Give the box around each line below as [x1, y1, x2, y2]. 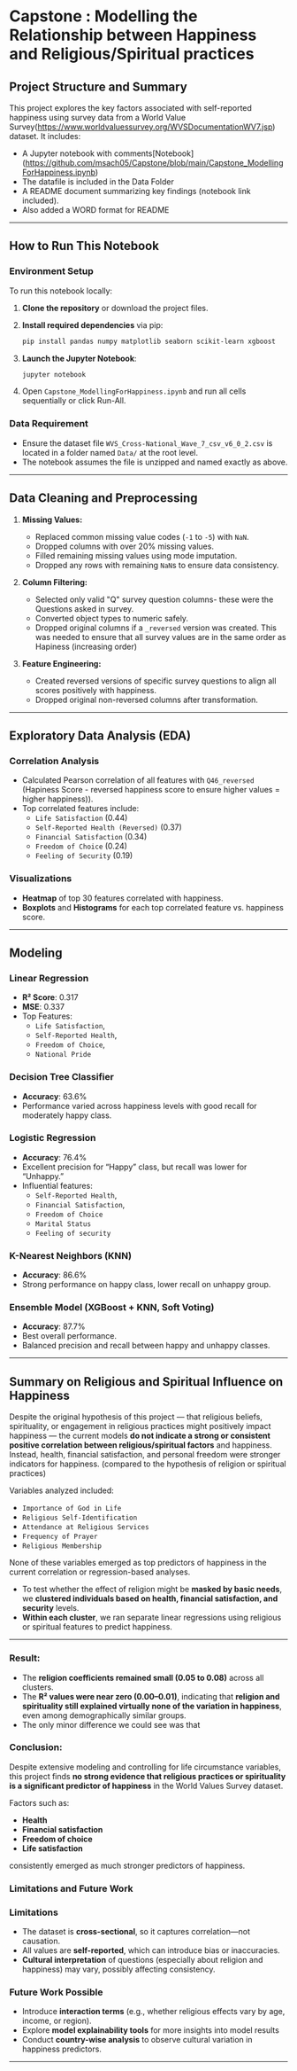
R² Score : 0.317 [21, 992, 79, 1003]
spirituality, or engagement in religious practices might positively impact [9, 1421, 271, 1432]
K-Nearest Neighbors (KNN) [9, 1249, 133, 1262]
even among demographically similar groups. [21, 1709, 187, 1721]
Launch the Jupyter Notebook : [21, 353, 137, 363]
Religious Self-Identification [21, 1513, 138, 1522]
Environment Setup [9, 265, 95, 277]
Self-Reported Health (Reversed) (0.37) [34, 822, 183, 832]
